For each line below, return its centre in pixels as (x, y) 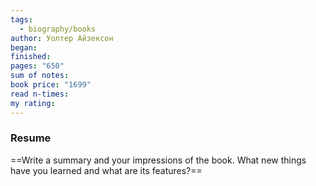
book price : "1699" (51, 85)
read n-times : (40, 94)
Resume (31, 138)
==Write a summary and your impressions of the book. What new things (158, 160)
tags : (21, 19)
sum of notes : (40, 76)
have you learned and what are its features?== (106, 170)
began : (24, 47)
